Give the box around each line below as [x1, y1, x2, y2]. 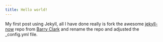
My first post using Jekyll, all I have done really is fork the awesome [5, 21, 144, 27]
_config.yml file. [5, 31, 38, 37]
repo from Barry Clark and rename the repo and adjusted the [14, 26, 139, 32]
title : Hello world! [5, 7, 48, 12]
